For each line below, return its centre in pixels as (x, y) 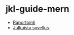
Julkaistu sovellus (31, 27)
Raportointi (24, 22)
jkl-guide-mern (37, 9)
